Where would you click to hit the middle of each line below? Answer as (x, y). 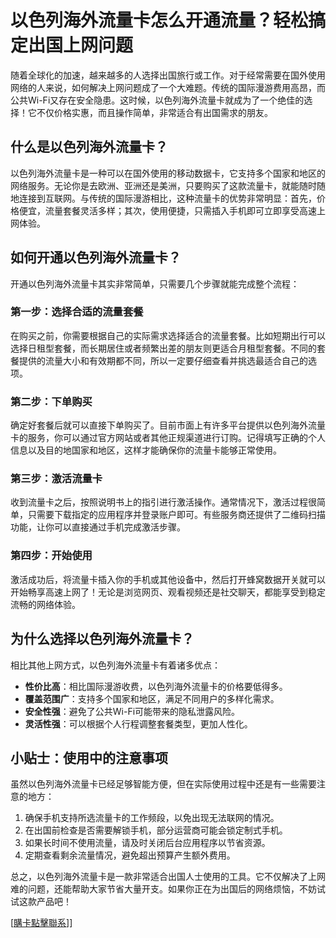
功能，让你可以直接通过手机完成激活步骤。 (98, 527)
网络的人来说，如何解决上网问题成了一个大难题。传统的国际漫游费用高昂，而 (168, 87)
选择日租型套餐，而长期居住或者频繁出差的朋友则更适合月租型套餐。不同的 (163, 348)
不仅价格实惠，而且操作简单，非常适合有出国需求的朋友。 (154, 112)
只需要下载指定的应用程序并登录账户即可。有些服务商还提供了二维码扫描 (176, 515)
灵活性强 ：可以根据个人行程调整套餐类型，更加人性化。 (138, 723)
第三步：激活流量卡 (56, 479)
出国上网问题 (81, 45)
